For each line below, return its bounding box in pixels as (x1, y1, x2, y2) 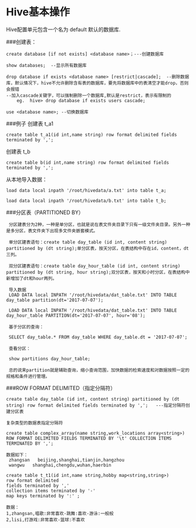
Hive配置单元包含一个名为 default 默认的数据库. (6, 26, 121, 33)
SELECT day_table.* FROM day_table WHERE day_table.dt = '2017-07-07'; (8, 334, 188, 340)
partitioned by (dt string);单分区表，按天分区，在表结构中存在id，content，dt (6, 245, 189, 251)
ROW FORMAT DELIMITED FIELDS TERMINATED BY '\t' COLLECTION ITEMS (6, 435, 172, 441)
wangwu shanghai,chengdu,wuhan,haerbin (8, 462, 111, 468)
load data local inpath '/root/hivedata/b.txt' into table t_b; (6, 198, 167, 204)
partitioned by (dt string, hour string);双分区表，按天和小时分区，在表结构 (6, 269, 186, 275)
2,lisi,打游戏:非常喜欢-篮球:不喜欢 (6, 517, 85, 523)
